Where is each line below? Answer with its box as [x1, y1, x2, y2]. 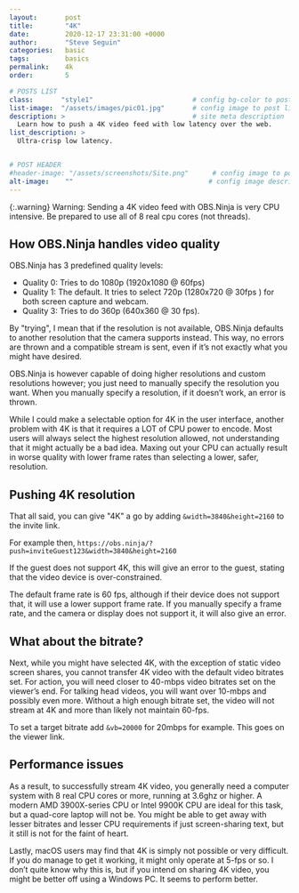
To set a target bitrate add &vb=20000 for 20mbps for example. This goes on [9, 721, 285, 732]
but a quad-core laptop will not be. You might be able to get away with [9, 809, 267, 819]
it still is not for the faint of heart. [9, 828, 129, 839]
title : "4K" [9, 21, 82, 30]
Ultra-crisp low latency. [17, 137, 114, 146]
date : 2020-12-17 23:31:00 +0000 [9, 29, 166, 38]
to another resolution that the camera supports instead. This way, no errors [9, 333, 285, 343]
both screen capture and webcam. [21, 296, 149, 307]
